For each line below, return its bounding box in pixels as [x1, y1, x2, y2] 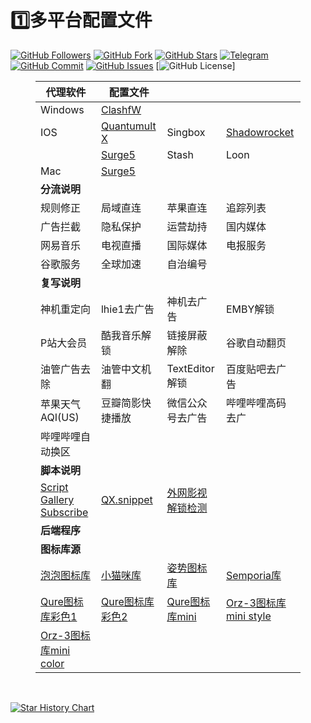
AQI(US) [40, 410, 80, 424]
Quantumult [100, 119, 157, 133]
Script [40, 480, 69, 494]
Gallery [40, 492, 75, 506]
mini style [225, 609, 272, 623]
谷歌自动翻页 [225, 336, 287, 350]
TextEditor [166, 361, 215, 375]
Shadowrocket [225, 125, 295, 139]
